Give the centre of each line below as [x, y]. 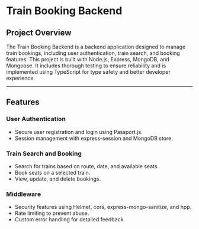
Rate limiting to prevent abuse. [52, 213]
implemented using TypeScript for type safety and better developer [88, 72]
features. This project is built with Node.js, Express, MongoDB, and [88, 59]
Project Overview [39, 33]
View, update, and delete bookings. [58, 179]
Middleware [24, 194]
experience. [21, 78]
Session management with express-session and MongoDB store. [94, 138]
